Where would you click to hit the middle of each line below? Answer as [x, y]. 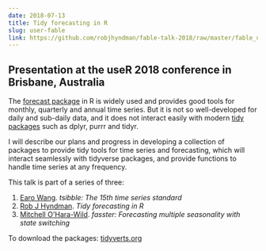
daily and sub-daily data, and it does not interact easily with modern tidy [126, 118]
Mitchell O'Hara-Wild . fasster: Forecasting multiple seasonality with [130, 215]
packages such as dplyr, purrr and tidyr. [73, 127]
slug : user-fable [37, 30]
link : [17, 38]
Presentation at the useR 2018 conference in [120, 69]
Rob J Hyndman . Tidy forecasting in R [82, 206]
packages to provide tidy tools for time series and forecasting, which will [127, 150]
